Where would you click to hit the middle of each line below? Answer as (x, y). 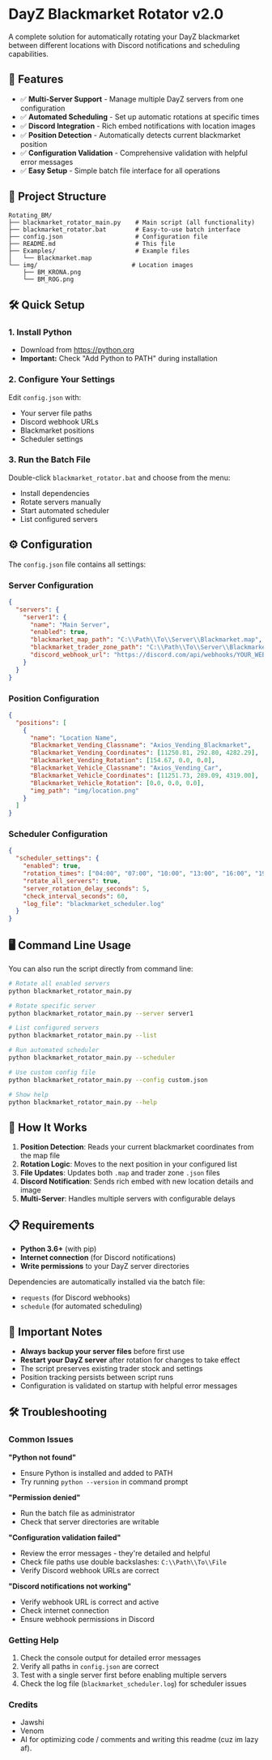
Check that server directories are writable (89, 1521)
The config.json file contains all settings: (77, 564)
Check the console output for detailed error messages (110, 1658)
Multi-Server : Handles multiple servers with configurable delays (128, 1199)
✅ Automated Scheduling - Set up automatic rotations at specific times (140, 116)
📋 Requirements (51, 1225)
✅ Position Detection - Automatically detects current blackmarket (130, 135)
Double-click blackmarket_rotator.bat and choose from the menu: (119, 477)
